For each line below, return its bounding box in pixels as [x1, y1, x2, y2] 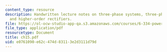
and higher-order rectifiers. [9, 16, 72, 21]
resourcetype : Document [5, 30, 55, 35]
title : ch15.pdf [5, 35, 39, 40]
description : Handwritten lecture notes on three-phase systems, [5, 12, 143, 17]
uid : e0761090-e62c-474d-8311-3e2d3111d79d [5, 40, 97, 45]
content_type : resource [5, 7, 55, 12]
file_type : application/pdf [5, 26, 64, 31]
